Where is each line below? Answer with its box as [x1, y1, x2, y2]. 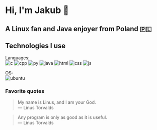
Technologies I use [5, 41, 66, 50]
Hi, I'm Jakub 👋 [5, 5, 69, 16]
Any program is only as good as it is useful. [17, 114, 107, 120]
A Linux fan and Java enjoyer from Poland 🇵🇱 [5, 25, 152, 33]
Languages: [5, 55, 30, 61]
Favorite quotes [5, 88, 44, 95]
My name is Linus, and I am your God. [17, 99, 97, 105]
